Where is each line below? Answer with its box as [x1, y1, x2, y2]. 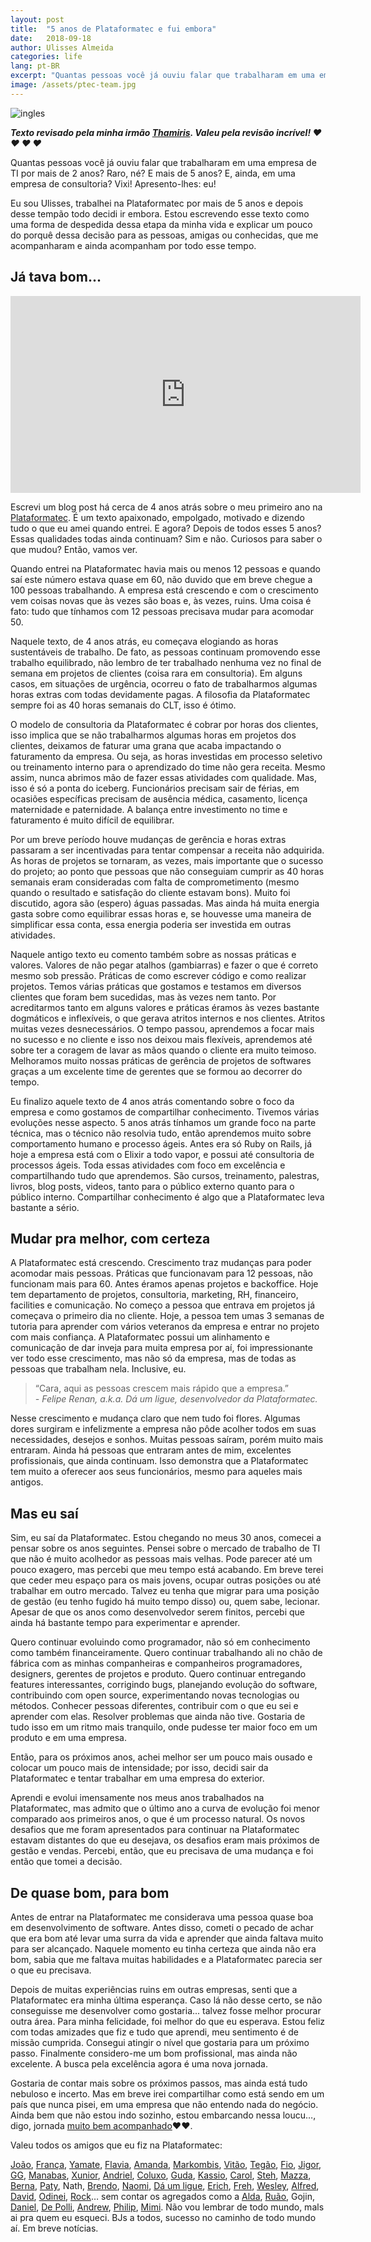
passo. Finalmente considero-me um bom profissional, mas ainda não [10, 2047, 298, 2059]
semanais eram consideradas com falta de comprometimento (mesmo [10, 876, 300, 888]
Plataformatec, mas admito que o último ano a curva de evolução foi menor [10, 1802, 321, 1815]
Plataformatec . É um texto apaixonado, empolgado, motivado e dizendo [10, 511, 305, 523]
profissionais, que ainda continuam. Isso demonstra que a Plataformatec [10, 1455, 309, 1467]
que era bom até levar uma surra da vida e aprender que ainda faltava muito [10, 1932, 324, 1944]
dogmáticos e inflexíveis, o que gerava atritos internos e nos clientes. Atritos [10, 1012, 326, 1024]
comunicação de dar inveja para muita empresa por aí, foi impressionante [10, 1342, 313, 1354]
